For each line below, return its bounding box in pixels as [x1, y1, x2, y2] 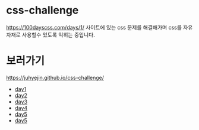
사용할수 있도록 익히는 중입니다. [21, 31, 95, 38]
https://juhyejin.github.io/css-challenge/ [6, 74, 105, 81]
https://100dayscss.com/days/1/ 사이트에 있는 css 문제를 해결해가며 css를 [6, 24, 182, 31]
